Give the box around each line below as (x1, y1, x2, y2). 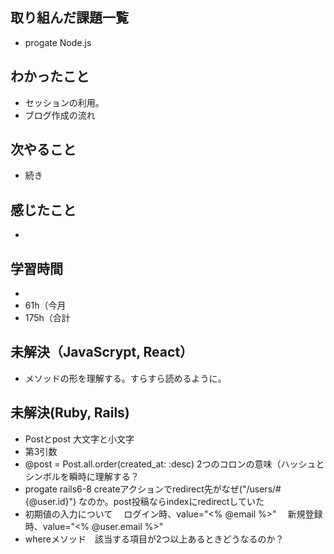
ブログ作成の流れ (24, 109, 96, 121)
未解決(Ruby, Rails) (10, 404, 130, 422)
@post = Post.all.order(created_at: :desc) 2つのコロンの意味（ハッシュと (24, 458, 325, 470)
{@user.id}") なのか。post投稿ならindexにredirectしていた (24, 495, 265, 507)
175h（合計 (24, 312, 71, 324)
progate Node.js (24, 36, 92, 48)
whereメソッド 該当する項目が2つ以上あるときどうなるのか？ (24, 533, 285, 545)
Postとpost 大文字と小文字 (24, 433, 135, 445)
